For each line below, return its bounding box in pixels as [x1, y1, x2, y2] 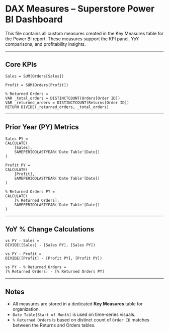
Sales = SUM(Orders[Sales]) [5, 73, 64, 78]
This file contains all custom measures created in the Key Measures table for [5, 30, 164, 36]
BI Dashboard [5, 14, 63, 25]
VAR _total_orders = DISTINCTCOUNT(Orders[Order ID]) [5, 96, 121, 101]
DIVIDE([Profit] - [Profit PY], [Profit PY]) [5, 256, 102, 261]
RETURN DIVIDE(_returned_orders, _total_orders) [5, 104, 109, 110]
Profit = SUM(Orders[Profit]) [5, 82, 69, 88]
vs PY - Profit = [5, 252, 42, 257]
